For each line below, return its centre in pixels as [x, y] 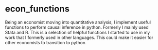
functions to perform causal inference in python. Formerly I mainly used [77, 27]
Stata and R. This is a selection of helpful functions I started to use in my [78, 32]
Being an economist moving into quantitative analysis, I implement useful [78, 22]
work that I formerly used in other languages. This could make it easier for [79, 37]
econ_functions [37, 9]
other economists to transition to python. [46, 42]
